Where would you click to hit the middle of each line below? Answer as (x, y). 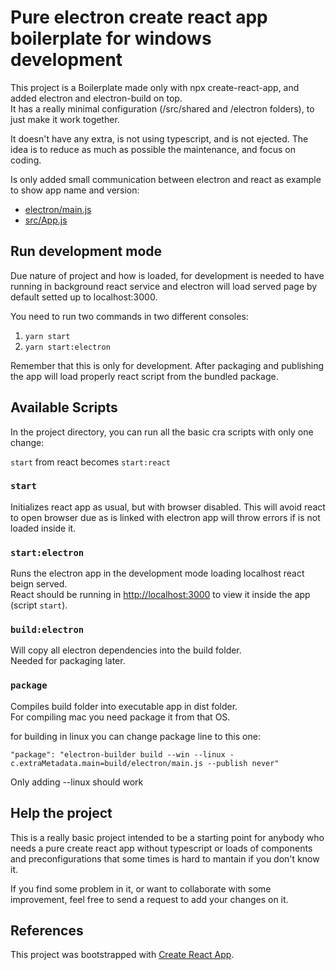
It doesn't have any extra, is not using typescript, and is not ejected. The (159, 138)
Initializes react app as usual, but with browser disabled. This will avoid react (168, 507)
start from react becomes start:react (90, 462)
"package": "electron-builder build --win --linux (118, 754)
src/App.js (46, 220)
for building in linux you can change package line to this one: (135, 736)
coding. (26, 160)
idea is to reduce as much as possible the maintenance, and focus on (153, 149)
